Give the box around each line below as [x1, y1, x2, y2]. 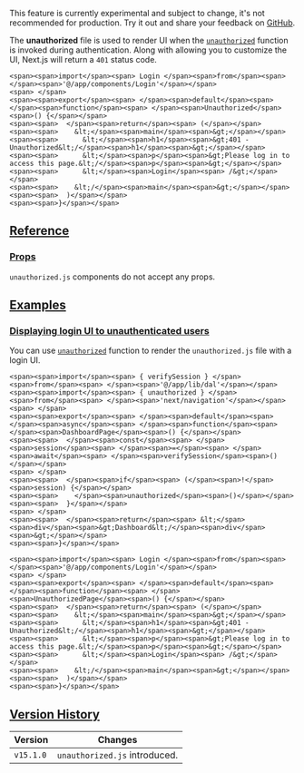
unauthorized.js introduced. [57, 749, 179, 761]
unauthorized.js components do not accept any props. [9, 271, 216, 282]
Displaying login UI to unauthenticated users [9, 325, 211, 337]
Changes [97, 734, 138, 747]
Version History [9, 707, 100, 722]
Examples [9, 298, 66, 313]
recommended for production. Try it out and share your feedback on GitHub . [9, 17, 296, 28]
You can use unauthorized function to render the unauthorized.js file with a [9, 345, 292, 357]
